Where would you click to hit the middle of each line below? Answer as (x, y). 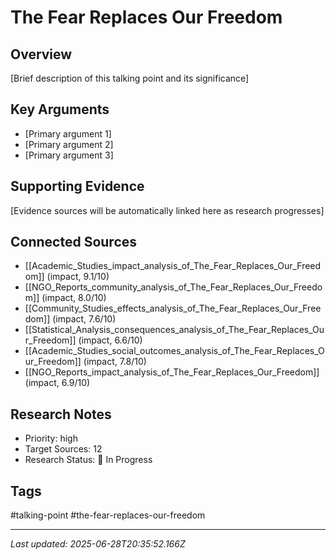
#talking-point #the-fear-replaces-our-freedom (108, 515)
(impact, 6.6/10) (110, 340)
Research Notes (61, 414)
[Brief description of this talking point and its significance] (130, 78)
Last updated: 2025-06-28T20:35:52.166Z (98, 544)
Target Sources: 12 (63, 449)
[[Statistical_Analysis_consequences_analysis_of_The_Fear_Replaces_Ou (174, 330)
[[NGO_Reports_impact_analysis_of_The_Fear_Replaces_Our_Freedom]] (172, 372)
